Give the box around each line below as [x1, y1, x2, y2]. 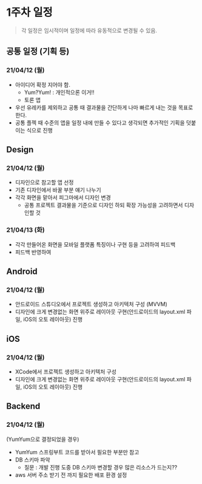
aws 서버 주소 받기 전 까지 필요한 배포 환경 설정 [15, 471, 127, 479]
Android [6, 267, 38, 276]
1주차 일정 [6, 5, 53, 19]
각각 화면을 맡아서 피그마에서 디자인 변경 [15, 194, 111, 201]
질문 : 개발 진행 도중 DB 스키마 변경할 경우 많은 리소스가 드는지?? [24, 463, 178, 471]
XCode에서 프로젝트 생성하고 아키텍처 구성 [15, 368, 117, 375]
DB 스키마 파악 [15, 456, 50, 463]
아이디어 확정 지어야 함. [15, 81, 71, 88]
